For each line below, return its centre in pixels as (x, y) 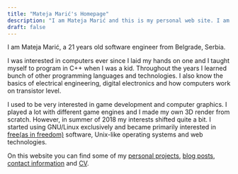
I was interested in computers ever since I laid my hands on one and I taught (119, 61)
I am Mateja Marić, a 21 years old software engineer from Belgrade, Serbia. (117, 47)
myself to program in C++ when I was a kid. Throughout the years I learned (117, 69)
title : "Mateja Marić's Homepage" (58, 14)
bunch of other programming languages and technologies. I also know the (115, 76)
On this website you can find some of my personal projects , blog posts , (111, 156)
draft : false (27, 27)
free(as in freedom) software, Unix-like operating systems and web (105, 134)
